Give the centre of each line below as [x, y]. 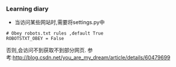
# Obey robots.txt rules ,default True [55, 33]
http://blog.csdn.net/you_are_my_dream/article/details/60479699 [92, 58]
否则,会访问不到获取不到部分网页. [46, 50]
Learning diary [27, 9]
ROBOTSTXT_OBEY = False [35, 39]
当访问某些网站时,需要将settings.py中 [60, 22]
